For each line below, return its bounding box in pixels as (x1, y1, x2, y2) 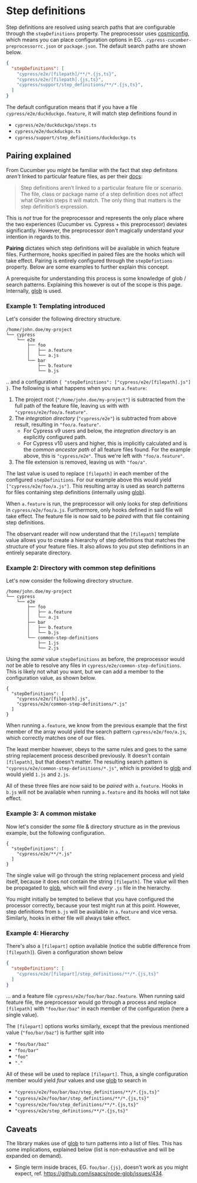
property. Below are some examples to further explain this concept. (6, 263, 169, 270)
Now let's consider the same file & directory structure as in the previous (6, 823, 181, 830)
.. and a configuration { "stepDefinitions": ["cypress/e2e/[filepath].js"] (6, 378, 191, 385)
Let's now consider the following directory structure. (6, 577, 133, 584)
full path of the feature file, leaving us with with (14, 402, 129, 409)
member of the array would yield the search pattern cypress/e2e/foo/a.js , (6, 728, 187, 735)
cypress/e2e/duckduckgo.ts (14, 128, 81, 135)
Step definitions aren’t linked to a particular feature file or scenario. (20, 184, 183, 191)
